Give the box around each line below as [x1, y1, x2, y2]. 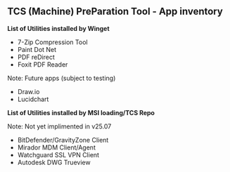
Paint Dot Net [17, 45, 57, 53]
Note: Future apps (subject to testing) [7, 74, 116, 82]
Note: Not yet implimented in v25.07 [7, 122, 112, 131]
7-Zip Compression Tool [17, 38, 88, 46]
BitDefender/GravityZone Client [17, 135, 109, 144]
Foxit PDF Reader [17, 60, 68, 69]
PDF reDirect [17, 53, 55, 61]
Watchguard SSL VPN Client [17, 150, 100, 159]
